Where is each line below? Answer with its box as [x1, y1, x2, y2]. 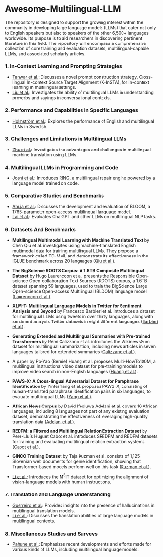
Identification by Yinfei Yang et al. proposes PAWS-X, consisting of [12, 383, 148, 389]
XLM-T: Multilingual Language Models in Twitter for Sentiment [12, 303, 142, 309]
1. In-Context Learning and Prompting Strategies [5, 63, 122, 69]
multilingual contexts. [12, 518, 55, 524]
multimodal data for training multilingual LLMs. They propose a [12, 248, 138, 254]
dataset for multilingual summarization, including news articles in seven [12, 343, 156, 349]
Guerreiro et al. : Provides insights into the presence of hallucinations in [12, 502, 155, 508]
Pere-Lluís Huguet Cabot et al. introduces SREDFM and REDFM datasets [12, 433, 158, 439]
